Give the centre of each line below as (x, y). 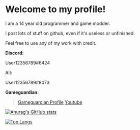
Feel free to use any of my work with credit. (51, 43)
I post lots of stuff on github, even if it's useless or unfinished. (70, 33)
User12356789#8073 (27, 82)
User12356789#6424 (28, 62)
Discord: (15, 53)
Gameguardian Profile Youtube (50, 102)
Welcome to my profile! (55, 9)
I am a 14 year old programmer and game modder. (58, 23)
